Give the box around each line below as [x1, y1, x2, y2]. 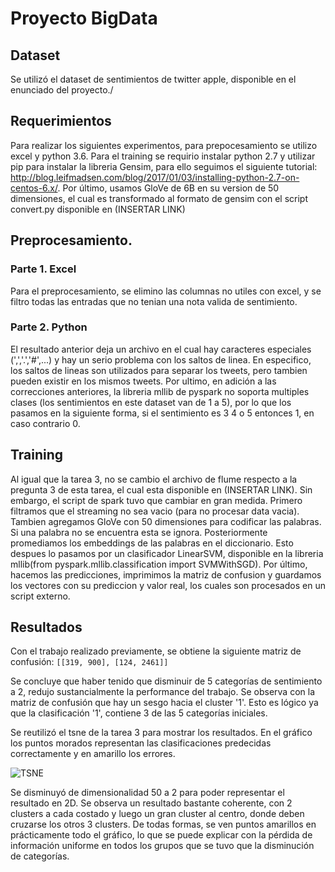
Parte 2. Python [10, 320, 88, 334]
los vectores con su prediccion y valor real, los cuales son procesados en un [10, 579, 326, 591]
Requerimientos [10, 113, 112, 130]
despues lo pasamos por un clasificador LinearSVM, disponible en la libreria [10, 547, 324, 559]
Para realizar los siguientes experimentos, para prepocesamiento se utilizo [10, 139, 318, 151]
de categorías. [10, 850, 70, 862]
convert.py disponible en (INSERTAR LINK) [10, 203, 186, 215]
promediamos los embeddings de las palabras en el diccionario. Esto [10, 537, 294, 549]
